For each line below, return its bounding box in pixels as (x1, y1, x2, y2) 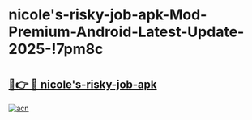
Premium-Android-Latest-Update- (8, 23, 245, 41)
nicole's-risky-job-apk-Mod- (8, 6, 207, 24)
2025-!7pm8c (8, 40, 104, 58)
